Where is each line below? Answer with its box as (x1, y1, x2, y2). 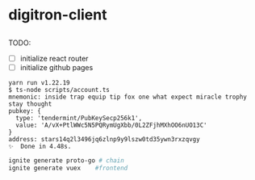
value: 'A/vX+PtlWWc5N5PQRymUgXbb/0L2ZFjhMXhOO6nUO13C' (15, 121, 207, 129)
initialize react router (19, 53, 89, 63)
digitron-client (8, 6, 107, 24)
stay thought (8, 99, 52, 108)
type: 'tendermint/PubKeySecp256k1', (15, 114, 143, 122)
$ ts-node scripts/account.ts (8, 86, 111, 94)
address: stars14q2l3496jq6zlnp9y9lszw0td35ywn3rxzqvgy (8, 135, 200, 143)
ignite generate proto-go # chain (8, 156, 125, 165)
